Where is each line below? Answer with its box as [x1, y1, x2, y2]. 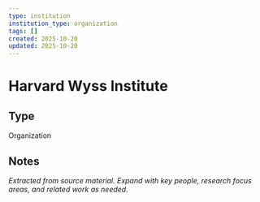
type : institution [8, 11, 71, 20]
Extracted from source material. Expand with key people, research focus [8, 175, 252, 185]
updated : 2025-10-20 [8, 42, 79, 50]
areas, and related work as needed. [8, 184, 128, 194]
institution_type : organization [8, 19, 118, 28]
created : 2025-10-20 [8, 34, 79, 43]
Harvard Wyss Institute [8, 77, 168, 96]
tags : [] [8, 27, 38, 35]
